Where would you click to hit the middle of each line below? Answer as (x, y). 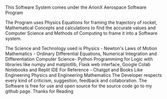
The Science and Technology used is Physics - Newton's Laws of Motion (81, 48)
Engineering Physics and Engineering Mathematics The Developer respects (84, 75)
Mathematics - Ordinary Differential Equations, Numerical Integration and (81, 54)
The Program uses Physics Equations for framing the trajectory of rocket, (81, 22)
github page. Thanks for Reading (39, 91)
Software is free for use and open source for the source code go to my (79, 86)
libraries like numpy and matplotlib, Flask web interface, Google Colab (78, 64)
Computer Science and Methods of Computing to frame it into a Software (81, 33)
